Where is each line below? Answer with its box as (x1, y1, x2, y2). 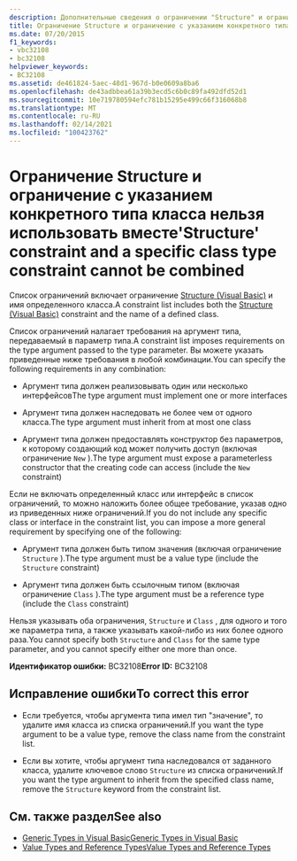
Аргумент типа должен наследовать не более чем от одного (21, 407, 253, 417)
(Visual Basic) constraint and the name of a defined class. (9, 308, 219, 319)
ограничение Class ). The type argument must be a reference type (21, 588, 265, 599)
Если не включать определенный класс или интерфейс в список (9, 488, 254, 499)
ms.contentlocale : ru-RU (9, 112, 101, 120)
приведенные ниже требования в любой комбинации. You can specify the (9, 353, 286, 364)
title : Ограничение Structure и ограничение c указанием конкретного (9, 21, 271, 30)
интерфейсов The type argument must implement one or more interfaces (21, 390, 288, 400)
